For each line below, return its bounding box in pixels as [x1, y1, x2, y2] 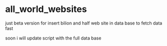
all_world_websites [5, 3, 87, 15]
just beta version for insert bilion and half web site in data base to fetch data [5, 20, 162, 26]
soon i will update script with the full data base [5, 35, 102, 41]
